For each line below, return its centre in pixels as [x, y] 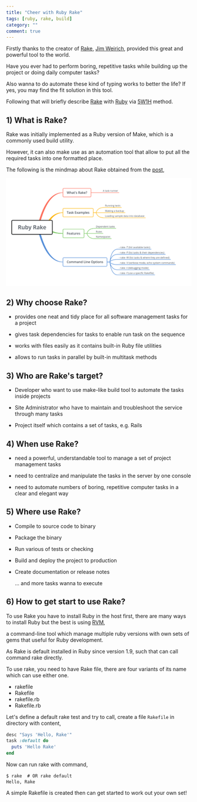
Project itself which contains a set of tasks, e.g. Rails [78, 425]
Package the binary [38, 537]
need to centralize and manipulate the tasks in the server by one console [103, 476]
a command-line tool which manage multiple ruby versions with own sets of [98, 633]
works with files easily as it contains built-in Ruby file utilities [88, 346]
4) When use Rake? [42, 444]
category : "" [22, 25]
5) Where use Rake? [44, 512]
